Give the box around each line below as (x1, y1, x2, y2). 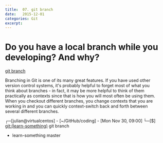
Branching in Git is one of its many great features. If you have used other (5, 77, 151, 83)
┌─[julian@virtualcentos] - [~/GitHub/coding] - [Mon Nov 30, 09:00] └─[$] (5, 118, 156, 124)
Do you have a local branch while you (5, 42, 158, 53)
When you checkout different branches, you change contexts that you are (5, 98, 153, 104)
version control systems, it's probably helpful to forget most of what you (5, 83, 150, 89)
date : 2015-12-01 (5, 12, 45, 17)
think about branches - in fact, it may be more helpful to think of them (5, 88, 145, 94)
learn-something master (12, 132, 61, 139)
